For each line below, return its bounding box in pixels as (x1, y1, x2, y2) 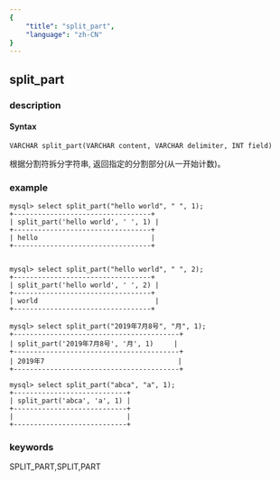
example (9, 181, 48, 194)
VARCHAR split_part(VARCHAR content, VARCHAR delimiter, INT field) (9, 141, 273, 150)
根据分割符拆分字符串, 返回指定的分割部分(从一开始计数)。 (9, 158, 226, 169)
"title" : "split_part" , (25, 22, 116, 31)
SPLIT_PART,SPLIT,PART (9, 461, 101, 472)
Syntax (9, 121, 37, 132)
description (9, 98, 61, 111)
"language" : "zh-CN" (25, 30, 103, 39)
